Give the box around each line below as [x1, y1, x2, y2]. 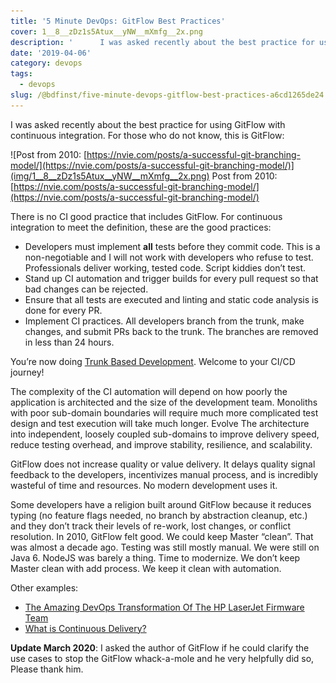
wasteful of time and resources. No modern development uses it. [10, 479, 278, 491]
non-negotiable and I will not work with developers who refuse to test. [24, 251, 314, 263]
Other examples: [10, 581, 79, 594]
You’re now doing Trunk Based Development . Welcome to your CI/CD [10, 355, 296, 367]
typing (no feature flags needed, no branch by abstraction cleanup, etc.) [10, 509, 308, 521]
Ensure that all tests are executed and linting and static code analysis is [24, 293, 319, 305]
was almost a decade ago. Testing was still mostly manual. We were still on [10, 541, 320, 553]
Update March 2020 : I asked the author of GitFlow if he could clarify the [10, 641, 310, 654]
